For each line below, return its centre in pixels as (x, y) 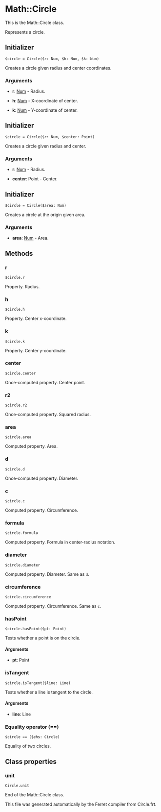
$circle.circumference (28, 597)
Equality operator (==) (32, 727)
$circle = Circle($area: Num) (36, 205)
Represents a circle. (25, 32)
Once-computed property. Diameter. (42, 478)
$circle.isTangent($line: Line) (38, 683)
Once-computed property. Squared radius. (48, 415)
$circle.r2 (16, 405)
